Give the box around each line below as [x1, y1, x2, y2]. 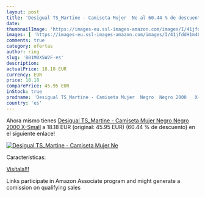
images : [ [6, 32, 32, 38]
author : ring [6, 49, 40, 55]
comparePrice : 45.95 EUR [6, 83, 70, 89]
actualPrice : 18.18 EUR [6, 65, 67, 72]
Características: [6, 154, 46, 161]
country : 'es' [6, 100, 43, 106]
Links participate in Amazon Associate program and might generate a [6, 177, 181, 184]
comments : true [6, 37, 45, 43]
